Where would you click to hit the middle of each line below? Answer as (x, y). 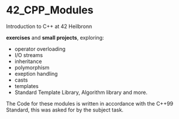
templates (27, 86)
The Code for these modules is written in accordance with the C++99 (90, 103)
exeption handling (36, 73)
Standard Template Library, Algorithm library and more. (81, 92)
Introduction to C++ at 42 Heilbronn (49, 26)
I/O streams (29, 55)
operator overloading (40, 49)
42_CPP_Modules (50, 10)
